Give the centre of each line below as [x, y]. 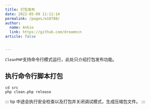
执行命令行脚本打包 [34, 76]
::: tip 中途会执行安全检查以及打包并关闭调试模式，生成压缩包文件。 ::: [75, 101]
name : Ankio [22, 28]
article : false [21, 37]
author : [13, 23]
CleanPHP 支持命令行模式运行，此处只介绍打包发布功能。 [61, 59]
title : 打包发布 [20, 9]
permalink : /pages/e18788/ [32, 18]
